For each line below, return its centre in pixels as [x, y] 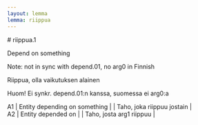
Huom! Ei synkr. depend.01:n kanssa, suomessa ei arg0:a [88, 93]
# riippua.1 [22, 39]
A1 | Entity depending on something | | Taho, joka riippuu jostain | [99, 106]
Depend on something [39, 53]
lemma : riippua [29, 20]
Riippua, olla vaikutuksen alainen [53, 79]
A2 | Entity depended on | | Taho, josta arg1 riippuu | [81, 114]
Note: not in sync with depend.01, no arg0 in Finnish [81, 66]
